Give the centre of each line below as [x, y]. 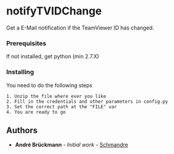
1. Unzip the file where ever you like [56, 96]
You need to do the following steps [49, 85]
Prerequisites [26, 43]
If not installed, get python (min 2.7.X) [53, 57]
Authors [22, 130]
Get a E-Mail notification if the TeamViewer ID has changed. [80, 28]
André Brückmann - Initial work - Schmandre [71, 145]
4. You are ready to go [36, 112]
